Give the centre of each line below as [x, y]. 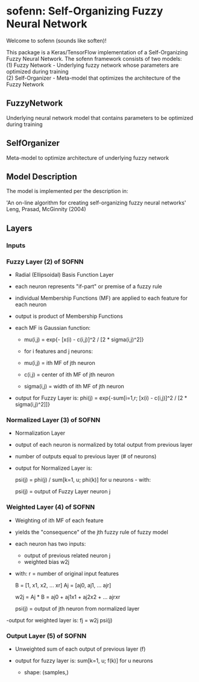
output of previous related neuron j [67, 555]
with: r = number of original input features [67, 573]
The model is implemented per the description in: [67, 191]
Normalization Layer [40, 433]
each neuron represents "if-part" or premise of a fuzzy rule [88, 286]
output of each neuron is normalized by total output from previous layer [104, 445]
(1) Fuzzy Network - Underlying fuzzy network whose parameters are [93, 65]
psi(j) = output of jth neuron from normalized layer [77, 608]
